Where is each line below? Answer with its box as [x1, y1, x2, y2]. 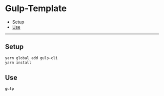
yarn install [5, 60, 32, 65]
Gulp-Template [5, 3, 67, 14]
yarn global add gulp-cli [5, 55, 58, 61]
